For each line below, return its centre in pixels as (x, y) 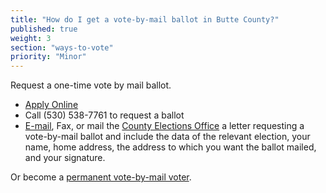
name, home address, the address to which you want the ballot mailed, (170, 147)
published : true (44, 29)
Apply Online (51, 105)
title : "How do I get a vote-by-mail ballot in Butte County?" (145, 19)
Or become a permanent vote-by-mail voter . (101, 177)
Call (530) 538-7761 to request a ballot (104, 115)
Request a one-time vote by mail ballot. (91, 85)
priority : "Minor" (48, 57)
